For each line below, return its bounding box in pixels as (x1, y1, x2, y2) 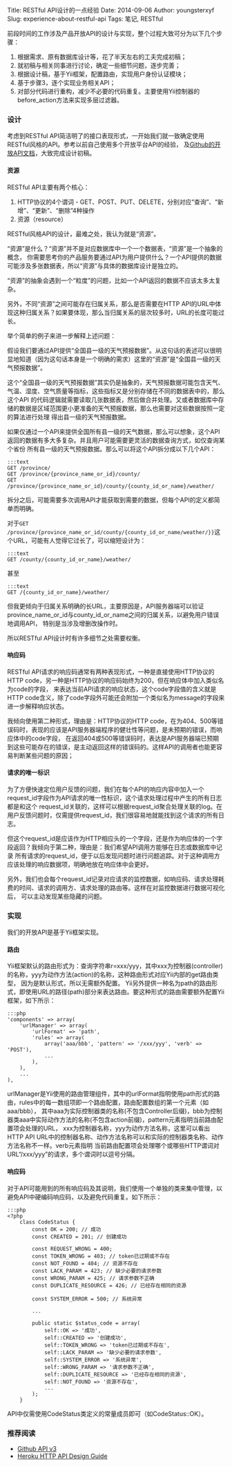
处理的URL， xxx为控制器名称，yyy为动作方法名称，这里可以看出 (25, 1124, 211, 1133)
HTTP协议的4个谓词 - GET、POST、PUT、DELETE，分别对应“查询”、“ (17, 198, 218, 206)
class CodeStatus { (19, 1218, 76, 1225)
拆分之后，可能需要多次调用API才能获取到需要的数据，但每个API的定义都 (7, 495, 214, 504)
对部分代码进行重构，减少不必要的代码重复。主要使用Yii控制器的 (17, 87, 200, 95)
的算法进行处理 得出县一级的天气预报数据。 (7, 413, 130, 421)
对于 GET (7, 519, 29, 527)
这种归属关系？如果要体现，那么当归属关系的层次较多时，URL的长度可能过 (12, 308, 225, 316)
